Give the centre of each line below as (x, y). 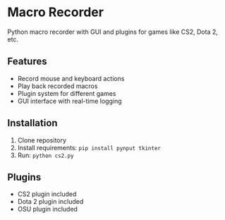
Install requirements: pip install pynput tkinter (89, 147)
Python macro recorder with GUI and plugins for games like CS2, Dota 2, (113, 32)
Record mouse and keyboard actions (71, 78)
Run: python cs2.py (45, 155)
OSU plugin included (47, 209)
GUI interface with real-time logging (69, 101)
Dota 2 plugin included (50, 202)
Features (27, 62)
